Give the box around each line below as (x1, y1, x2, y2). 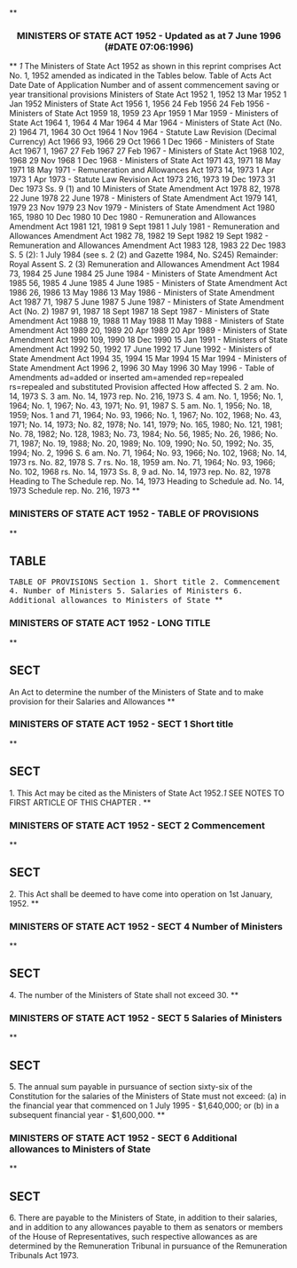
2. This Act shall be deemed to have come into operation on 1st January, (9, 888, 273, 899)
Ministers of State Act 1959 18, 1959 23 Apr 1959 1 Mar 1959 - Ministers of (9, 108, 279, 119)
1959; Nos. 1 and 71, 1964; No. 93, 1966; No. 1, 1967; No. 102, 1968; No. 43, (9, 410, 282, 421)
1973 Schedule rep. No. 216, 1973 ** (9, 486, 140, 496)
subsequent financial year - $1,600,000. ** (9, 1109, 166, 1120)
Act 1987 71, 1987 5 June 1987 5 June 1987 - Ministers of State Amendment (9, 297, 285, 307)
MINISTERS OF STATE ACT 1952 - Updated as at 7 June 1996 (16, 29, 282, 42)
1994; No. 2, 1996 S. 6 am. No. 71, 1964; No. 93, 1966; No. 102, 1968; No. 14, (9, 448, 287, 458)
